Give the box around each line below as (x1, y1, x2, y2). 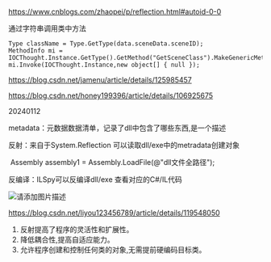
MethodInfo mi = (8, 47, 63, 55)
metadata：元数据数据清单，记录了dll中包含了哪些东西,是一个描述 (8, 123, 227, 133)
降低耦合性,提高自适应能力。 (19, 235, 115, 244)
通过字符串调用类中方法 (8, 23, 86, 33)
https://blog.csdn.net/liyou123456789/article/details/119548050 (8, 208, 220, 218)
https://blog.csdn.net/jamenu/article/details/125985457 (8, 75, 192, 84)
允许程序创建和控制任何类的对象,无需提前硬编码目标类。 (19, 245, 206, 254)
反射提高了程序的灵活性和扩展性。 (19, 225, 134, 234)
